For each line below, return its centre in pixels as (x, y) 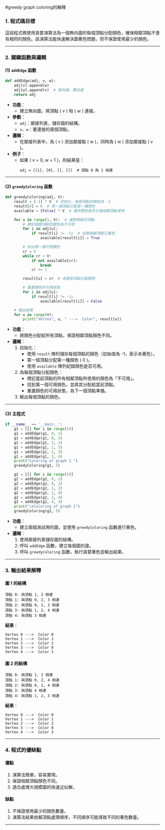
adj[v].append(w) (32, 86)
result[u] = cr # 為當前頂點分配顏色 (59, 279)
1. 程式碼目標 (20, 21)
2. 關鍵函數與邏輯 (26, 58)
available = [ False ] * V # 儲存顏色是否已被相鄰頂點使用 (69, 211)
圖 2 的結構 (16, 663)
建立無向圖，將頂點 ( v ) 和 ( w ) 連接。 (58, 111)
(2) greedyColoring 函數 (29, 186)
